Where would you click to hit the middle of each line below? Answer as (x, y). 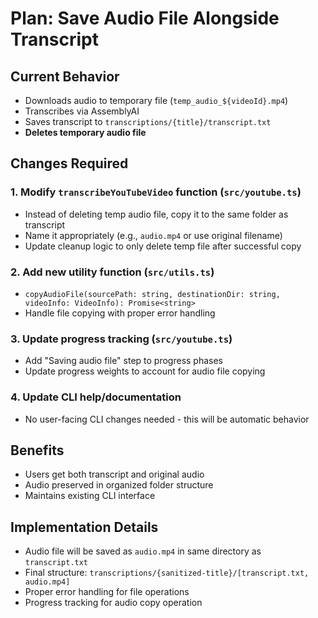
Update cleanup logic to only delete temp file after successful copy (163, 246)
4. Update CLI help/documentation (96, 397)
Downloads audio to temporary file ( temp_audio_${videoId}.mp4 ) (156, 100)
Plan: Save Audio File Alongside (145, 18)
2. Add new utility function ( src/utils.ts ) (112, 272)
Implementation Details (84, 527)
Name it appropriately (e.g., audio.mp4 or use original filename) (153, 235)
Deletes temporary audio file (85, 132)
